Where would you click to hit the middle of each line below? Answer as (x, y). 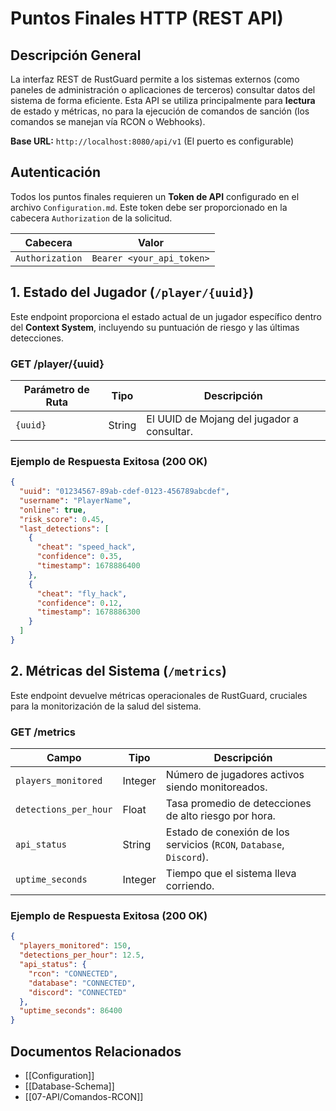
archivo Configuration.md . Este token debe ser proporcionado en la (149, 207)
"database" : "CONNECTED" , (82, 983)
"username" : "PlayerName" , (75, 500)
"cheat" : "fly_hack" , (82, 593)
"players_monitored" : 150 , (75, 946)
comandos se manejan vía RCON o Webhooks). (108, 121)
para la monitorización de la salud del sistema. (106, 706)
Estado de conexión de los (227, 832)
